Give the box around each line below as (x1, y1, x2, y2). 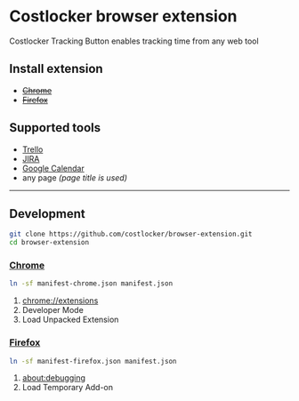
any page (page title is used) (21, 172, 127, 183)
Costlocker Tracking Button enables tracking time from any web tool (9, 36, 260, 46)
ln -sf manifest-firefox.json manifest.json (9, 357, 177, 365)
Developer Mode (21, 305, 85, 316)
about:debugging (21, 373, 86, 383)
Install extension (9, 61, 104, 76)
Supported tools (9, 120, 101, 135)
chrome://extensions (21, 295, 99, 306)
